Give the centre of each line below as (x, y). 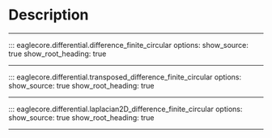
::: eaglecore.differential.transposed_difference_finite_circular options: (125, 77)
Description (49, 15)
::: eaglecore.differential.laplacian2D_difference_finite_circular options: (125, 109)
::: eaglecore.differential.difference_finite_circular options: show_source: (129, 45)
